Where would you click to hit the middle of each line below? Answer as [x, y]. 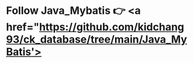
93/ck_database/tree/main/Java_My [96, 39]
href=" [23, 27]
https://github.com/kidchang [111, 27]
